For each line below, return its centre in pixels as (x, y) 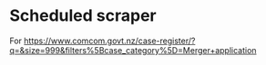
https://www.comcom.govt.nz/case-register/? (110, 41)
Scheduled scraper (83, 16)
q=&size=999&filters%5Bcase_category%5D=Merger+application (133, 50)
